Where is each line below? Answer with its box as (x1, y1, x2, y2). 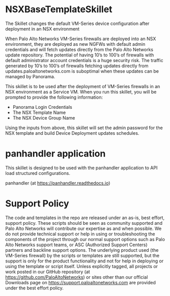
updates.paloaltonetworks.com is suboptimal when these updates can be (5, 68, 159, 74)
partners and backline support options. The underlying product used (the (5, 247, 159, 253)
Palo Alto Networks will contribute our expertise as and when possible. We (5, 225, 162, 231)
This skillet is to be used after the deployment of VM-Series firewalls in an (5, 83, 160, 90)
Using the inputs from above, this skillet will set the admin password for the (5, 125, 163, 131)
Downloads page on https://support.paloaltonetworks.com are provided (5, 279, 156, 285)
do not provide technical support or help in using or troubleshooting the (5, 230, 155, 237)
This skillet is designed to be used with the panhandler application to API (5, 164, 158, 171)
